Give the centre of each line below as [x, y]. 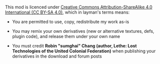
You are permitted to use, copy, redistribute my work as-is [70, 22]
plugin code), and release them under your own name [66, 36]
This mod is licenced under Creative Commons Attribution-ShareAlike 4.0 [79, 7]
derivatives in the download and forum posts [57, 56]
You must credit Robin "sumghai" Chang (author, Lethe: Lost [74, 46]
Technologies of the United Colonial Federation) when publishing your [84, 51]
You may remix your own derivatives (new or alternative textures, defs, [83, 31]
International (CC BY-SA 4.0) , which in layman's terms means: [67, 12]
